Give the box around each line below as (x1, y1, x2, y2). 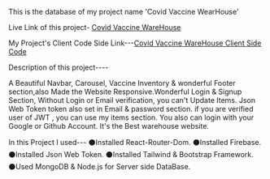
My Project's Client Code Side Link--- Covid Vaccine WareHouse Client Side (8, 38, 262, 48)
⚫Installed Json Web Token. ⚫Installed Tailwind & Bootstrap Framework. (8, 150, 254, 159)
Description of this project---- (8, 62, 109, 72)
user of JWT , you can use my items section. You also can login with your (8, 113, 255, 122)
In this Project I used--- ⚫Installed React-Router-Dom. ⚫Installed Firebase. (8, 138, 262, 147)
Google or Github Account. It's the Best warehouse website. (8, 121, 210, 130)
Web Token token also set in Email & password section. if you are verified (8, 104, 254, 113)
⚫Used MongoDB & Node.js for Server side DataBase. (8, 162, 191, 171)
